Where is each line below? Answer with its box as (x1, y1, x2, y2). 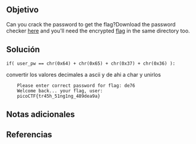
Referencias (6, 130, 53, 140)
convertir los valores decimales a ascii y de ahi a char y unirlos (6, 71, 161, 78)
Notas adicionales (6, 109, 75, 119)
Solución (6, 44, 40, 55)
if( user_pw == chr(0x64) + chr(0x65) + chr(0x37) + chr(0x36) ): (6, 60, 176, 67)
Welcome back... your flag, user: (17, 88, 103, 94)
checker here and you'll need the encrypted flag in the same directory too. (6, 27, 190, 34)
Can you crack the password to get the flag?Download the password (6, 20, 176, 28)
